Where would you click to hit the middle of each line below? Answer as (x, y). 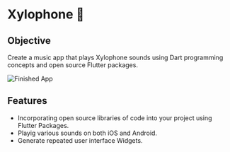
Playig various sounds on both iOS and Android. (87, 133)
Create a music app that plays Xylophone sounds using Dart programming (115, 57)
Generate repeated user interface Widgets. (80, 140)
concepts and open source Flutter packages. (73, 65)
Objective (29, 41)
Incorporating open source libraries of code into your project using (115, 118)
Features (27, 101)
